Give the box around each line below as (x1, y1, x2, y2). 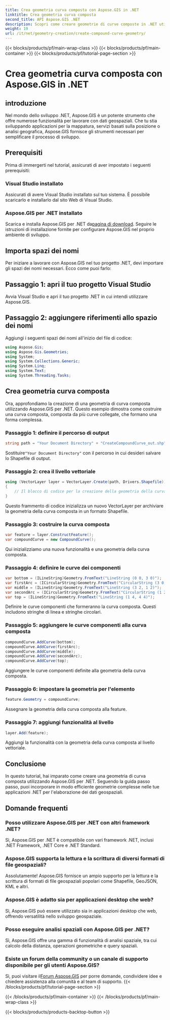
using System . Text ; (5, 368, 47, 373)
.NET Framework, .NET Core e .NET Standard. (5, 842, 101, 848)
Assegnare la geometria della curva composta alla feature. (5, 706, 127, 712)
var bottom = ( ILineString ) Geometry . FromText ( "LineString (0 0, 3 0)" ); (5, 576, 162, 581)
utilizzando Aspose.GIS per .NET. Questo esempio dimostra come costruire (5, 406, 162, 412)
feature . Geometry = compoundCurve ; (5, 697, 80, 702)
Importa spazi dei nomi (5, 246, 79, 255)
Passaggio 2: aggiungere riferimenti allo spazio (5, 314, 158, 322)
